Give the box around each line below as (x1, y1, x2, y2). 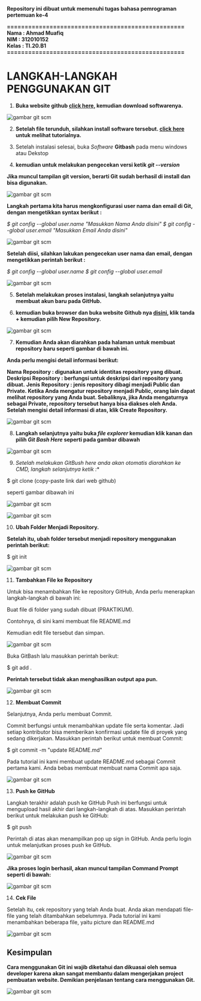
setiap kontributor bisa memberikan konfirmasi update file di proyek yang (7, 728, 187, 736)
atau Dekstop (15, 149, 49, 156)
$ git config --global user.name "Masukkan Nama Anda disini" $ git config (7, 220, 191, 227)
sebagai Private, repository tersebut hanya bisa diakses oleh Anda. (7, 400, 178, 407)
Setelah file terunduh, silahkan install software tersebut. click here (15, 125, 185, 132)
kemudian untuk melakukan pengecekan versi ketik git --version (15, 161, 180, 168)
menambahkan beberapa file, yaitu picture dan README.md (7, 918, 155, 926)
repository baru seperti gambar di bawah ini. (15, 344, 129, 352)
